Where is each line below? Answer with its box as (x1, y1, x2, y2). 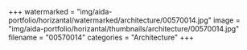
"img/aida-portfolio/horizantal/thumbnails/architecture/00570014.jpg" (8, 24, 240, 33)
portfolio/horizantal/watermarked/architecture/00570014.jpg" (8, 15, 212, 25)
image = (212, 15, 241, 25)
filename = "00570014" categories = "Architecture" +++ (8, 32, 195, 42)
